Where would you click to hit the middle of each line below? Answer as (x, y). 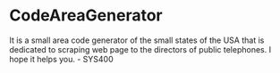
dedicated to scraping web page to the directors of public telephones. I (140, 49)
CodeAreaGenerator (86, 16)
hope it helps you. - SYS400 (61, 59)
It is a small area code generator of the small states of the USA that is (137, 40)
